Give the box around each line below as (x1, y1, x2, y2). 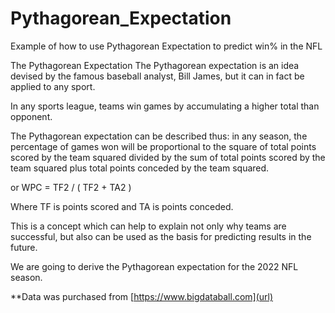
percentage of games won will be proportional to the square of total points (10, 140, 317, 152)
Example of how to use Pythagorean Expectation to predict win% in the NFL (10, 40, 323, 52)
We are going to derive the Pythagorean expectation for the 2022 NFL (10, 260, 299, 272)
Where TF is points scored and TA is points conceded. (10, 200, 234, 212)
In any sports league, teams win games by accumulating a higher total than (10, 100, 320, 112)
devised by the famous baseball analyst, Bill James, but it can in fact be (10, 70, 305, 82)
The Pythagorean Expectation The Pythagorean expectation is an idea (10, 59, 300, 71)
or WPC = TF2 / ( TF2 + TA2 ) (10, 181, 132, 193)
